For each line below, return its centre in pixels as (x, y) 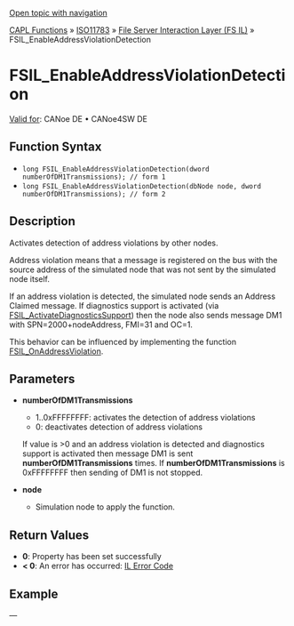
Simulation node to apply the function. (105, 507)
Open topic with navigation (59, 13)
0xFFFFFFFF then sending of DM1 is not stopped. (112, 473)
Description (42, 221)
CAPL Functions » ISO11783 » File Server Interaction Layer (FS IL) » (132, 30)
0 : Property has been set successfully (91, 557)
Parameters (42, 378)
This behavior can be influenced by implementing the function (123, 341)
